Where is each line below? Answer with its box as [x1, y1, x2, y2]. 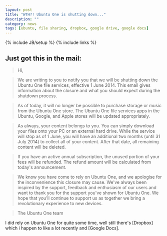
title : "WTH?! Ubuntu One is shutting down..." [5, 12, 106, 17]
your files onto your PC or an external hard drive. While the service [17, 128, 155, 134]
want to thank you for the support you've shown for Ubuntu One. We [17, 190, 159, 196]
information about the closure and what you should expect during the [17, 87, 160, 93]
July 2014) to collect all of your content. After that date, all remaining [17, 138, 159, 145]
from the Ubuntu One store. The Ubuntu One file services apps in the [17, 108, 160, 114]
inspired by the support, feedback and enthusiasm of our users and [17, 184, 156, 190]
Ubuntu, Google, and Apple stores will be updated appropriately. [17, 113, 150, 119]
